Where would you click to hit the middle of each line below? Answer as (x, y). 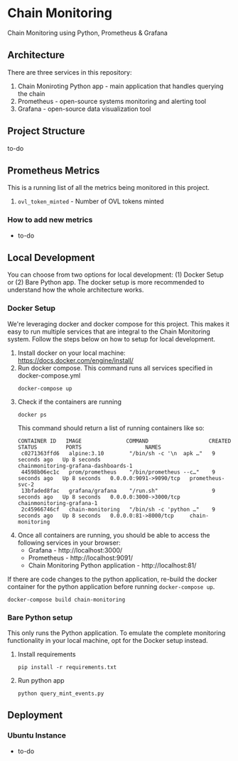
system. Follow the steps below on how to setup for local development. (111, 339)
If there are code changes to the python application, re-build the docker (113, 579)
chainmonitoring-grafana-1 (58, 503)
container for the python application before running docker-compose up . (111, 586)
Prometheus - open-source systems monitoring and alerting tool (112, 101)
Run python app (41, 681)
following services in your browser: (69, 543)
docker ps (32, 415)
